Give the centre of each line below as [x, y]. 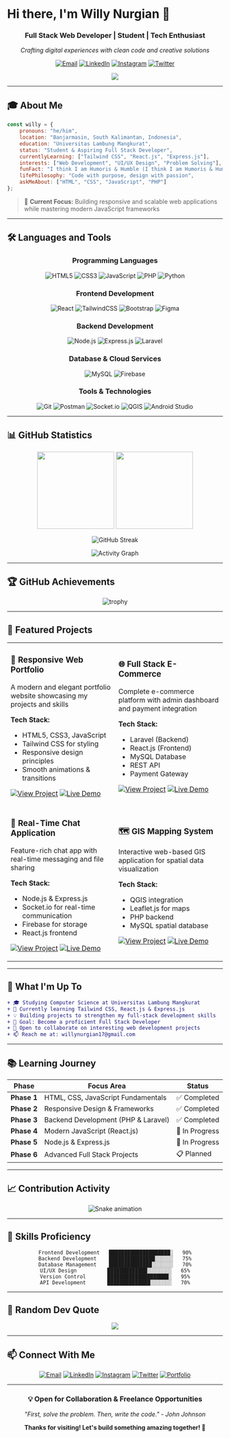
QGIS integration [156, 900]
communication [47, 916]
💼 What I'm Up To [44, 987]
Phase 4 [24, 1131]
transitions [39, 778]
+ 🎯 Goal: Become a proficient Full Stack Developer [84, 1022]
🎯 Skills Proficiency [49, 1237]
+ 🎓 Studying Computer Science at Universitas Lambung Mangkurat [104, 1002]
